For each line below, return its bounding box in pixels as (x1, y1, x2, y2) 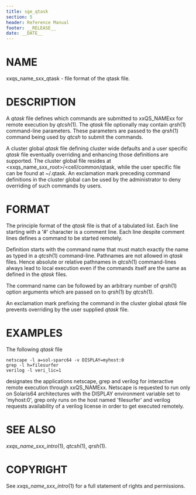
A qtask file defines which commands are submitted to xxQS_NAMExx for (6, 115, 183, 122)
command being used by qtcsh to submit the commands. (6, 134, 143, 141)
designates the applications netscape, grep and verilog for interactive (6, 377, 174, 384)
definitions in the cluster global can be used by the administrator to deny (6, 176, 181, 183)
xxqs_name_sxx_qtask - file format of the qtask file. (6, 75, 130, 82)
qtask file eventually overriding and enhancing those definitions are (6, 151, 169, 158)
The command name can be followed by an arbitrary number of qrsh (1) (6, 282, 177, 289)
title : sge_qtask (6, 8, 49, 15)
